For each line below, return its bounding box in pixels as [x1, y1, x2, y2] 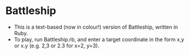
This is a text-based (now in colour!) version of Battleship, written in [13, 23, 178, 30]
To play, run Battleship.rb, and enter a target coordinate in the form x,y [13, 36, 185, 43]
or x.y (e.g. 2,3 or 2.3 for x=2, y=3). [13, 42, 100, 49]
